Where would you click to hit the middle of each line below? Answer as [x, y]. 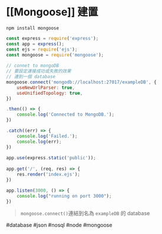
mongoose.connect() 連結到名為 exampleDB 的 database [85, 213]
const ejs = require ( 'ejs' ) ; [42, 49]
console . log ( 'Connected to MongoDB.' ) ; [66, 115]
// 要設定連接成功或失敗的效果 [39, 71]
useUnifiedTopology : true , [50, 93]
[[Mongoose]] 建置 [52, 12]
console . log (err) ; [39, 142]
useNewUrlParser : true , [46, 88]
